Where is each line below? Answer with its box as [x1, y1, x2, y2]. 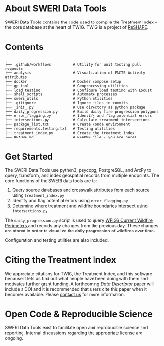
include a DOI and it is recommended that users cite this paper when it [5, 286, 147, 292]
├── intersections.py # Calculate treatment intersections [5, 117, 150, 122]
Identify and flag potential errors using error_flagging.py [12, 197, 128, 203]
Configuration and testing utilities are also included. [5, 237, 109, 243]
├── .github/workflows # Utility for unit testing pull [5, 62, 141, 67]
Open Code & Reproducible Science [5, 308, 153, 320]
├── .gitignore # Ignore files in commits [5, 100, 128, 105]
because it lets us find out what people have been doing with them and [5, 276, 148, 281]
